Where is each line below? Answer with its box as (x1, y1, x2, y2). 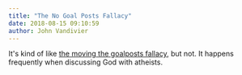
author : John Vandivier (8, 27, 89, 35)
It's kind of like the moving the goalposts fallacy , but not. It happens (8, 49, 235, 59)
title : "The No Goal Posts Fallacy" (8, 11, 132, 20)
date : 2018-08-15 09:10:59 (8, 19, 100, 27)
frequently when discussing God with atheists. (8, 57, 163, 67)
